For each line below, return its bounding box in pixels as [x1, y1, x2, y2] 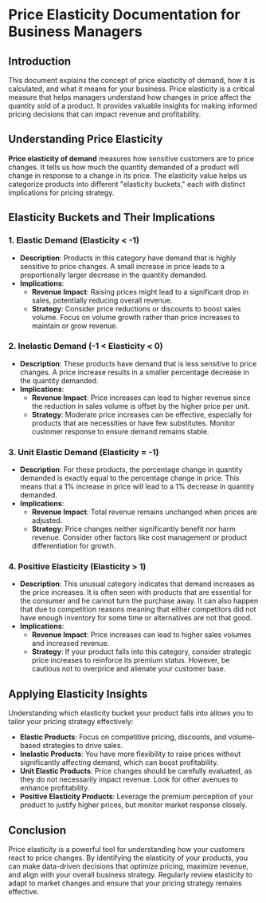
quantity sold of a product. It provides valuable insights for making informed [8, 101, 257, 110]
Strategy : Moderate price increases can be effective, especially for [31, 410, 252, 419]
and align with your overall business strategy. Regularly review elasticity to [8, 870, 253, 880]
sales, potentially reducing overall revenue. [31, 295, 173, 305]
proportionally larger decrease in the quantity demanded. [19, 270, 208, 279]
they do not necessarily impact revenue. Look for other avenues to [19, 774, 239, 784]
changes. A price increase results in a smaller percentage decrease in [19, 367, 249, 377]
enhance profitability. [19, 783, 90, 793]
